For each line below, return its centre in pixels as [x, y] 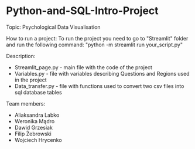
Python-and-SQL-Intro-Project [83, 11]
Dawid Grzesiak [33, 127]
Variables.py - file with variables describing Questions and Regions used [102, 73]
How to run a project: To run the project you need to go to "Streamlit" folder [97, 38]
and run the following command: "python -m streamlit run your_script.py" [95, 45]
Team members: [26, 103]
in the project [30, 80]
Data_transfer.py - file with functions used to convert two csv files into [99, 86]
